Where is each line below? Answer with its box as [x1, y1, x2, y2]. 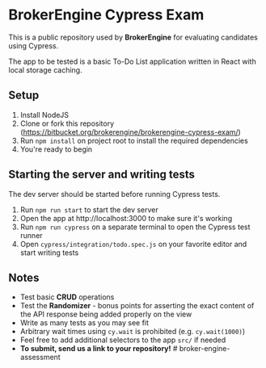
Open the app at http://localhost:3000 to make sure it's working [19, 213, 233, 223]
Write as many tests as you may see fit [19, 318, 150, 328]
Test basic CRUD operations [19, 292, 115, 302]
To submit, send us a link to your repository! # [19, 344, 178, 353]
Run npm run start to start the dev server [19, 204, 159, 215]
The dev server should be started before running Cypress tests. [8, 189, 221, 199]
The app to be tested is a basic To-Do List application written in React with [8, 56, 256, 66]
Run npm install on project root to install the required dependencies [19, 136, 248, 145]
